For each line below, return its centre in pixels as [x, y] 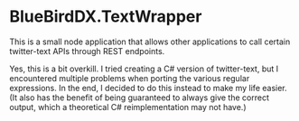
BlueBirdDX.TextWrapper [106, 17]
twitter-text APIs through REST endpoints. [87, 51]
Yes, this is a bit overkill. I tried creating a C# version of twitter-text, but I [144, 69]
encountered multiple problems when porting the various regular [130, 78]
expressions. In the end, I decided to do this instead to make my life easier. [148, 88]
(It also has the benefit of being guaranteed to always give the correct [139, 98]
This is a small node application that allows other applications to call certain [150, 42]
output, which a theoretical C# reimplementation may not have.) [128, 107]
